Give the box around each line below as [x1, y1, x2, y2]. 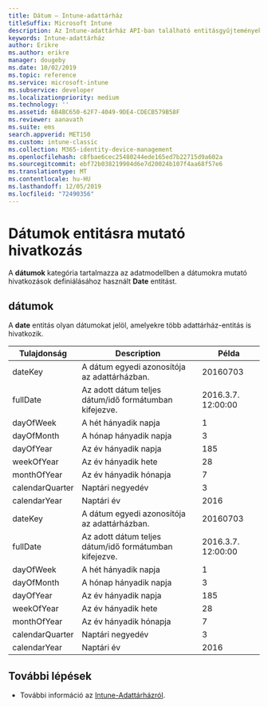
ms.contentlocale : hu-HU [8, 175, 91, 184]
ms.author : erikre [8, 49, 69, 57]
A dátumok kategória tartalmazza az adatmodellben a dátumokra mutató [8, 268, 247, 277]
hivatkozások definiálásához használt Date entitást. [8, 276, 177, 286]
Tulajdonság [18, 348, 68, 359]
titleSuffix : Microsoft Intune [8, 19, 112, 27]
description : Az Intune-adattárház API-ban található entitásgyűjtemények [8, 26, 262, 34]
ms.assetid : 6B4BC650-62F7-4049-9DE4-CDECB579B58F [8, 109, 180, 117]
